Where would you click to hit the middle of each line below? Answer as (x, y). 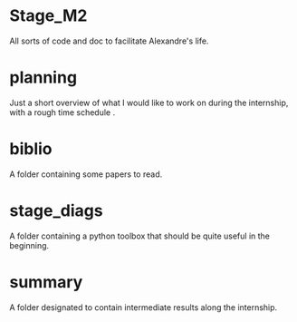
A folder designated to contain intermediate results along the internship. (144, 307)
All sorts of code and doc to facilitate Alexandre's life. (109, 41)
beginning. (29, 245)
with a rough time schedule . (62, 112)
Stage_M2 (48, 16)
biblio (31, 149)
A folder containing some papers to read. (86, 174)
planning (43, 78)
